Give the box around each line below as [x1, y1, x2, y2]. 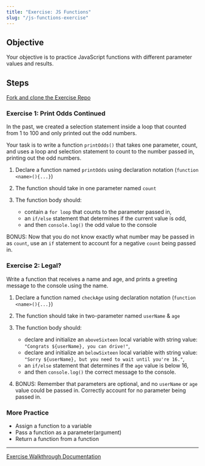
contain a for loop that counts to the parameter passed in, [24, 209, 172, 216]
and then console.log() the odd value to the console [24, 221, 157, 229]
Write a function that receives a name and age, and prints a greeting [6, 275, 178, 283]
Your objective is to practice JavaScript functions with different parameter [6, 53, 192, 61]
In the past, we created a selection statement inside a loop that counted [6, 123, 187, 130]
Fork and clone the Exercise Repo [6, 94, 91, 102]
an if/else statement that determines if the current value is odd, [24, 215, 187, 222]
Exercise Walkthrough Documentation [6, 453, 101, 460]
